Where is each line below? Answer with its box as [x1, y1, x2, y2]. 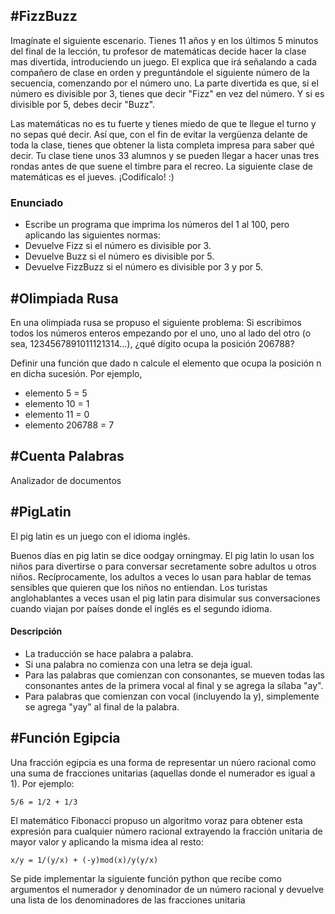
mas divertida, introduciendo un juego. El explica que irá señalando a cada [10, 55, 317, 68]
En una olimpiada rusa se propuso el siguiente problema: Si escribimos [10, 316, 302, 328]
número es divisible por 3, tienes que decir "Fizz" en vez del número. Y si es [10, 87, 325, 99]
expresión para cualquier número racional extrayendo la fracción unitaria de [10, 825, 323, 837]
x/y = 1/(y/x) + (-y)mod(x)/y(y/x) [10, 855, 159, 865]
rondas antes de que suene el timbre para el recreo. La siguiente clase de [10, 160, 313, 172]
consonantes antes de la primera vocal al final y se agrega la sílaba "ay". [24, 679, 324, 691]
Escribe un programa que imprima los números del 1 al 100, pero [24, 219, 290, 231]
